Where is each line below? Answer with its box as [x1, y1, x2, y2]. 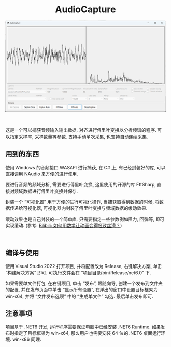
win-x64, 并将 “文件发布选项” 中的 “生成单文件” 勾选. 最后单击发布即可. [5, 293, 154, 299]
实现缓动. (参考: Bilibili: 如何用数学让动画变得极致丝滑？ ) [5, 222, 122, 228]
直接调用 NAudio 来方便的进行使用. [5, 171, 78, 177]
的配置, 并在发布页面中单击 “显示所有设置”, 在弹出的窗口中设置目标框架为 [5, 286, 158, 292]
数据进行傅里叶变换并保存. [22, 188, 78, 194]
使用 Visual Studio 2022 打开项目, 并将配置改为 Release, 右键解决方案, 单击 [5, 263, 162, 269]
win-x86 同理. [12, 336, 42, 342]
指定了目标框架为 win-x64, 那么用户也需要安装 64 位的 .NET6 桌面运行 [14, 330, 161, 336]
